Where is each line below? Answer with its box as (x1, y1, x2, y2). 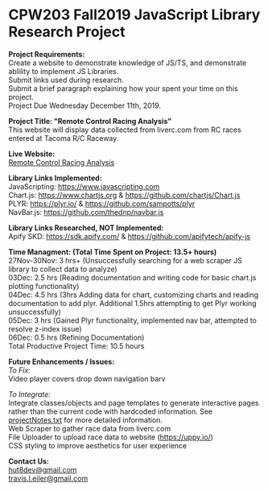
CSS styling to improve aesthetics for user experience (8, 440, 188, 450)
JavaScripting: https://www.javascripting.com (8, 181, 160, 191)
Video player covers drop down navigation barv (8, 373, 167, 383)
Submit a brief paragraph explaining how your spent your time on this (8, 83, 239, 93)
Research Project (8, 23, 126, 41)
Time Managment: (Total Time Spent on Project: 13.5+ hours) (8, 247, 217, 257)
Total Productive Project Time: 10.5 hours (8, 340, 145, 351)
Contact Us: (8, 456, 50, 466)
